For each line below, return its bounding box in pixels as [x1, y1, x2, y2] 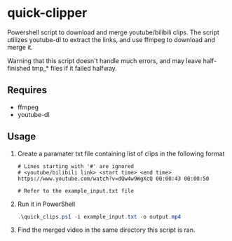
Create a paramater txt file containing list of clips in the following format [17, 149, 225, 158]
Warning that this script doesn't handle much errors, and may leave [7, 56, 202, 64]
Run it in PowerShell [17, 200, 76, 208]
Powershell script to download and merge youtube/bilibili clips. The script [7, 28, 219, 36]
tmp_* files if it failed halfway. [32, 64, 117, 72]
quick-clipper [7, 5, 88, 21]
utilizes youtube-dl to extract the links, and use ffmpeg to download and [7, 35, 216, 43]
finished [7, 64, 31, 72]
